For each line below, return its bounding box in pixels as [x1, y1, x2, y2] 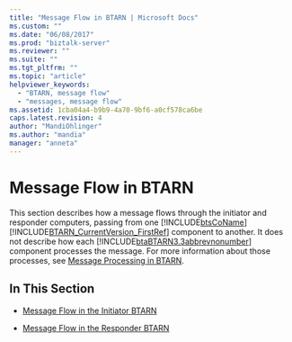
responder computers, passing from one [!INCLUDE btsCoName [9, 217, 244, 228]
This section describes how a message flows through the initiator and [9, 207, 267, 218]
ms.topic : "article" [9, 72, 87, 81]
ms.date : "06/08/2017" [9, 30, 94, 39]
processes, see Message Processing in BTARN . [9, 255, 184, 265]
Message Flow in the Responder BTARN [22, 322, 170, 333]
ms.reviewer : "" [9, 47, 70, 56]
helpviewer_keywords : [9, 80, 91, 89]
